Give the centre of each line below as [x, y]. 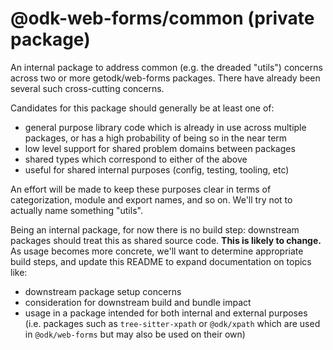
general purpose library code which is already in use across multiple [165, 127]
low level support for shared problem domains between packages [160, 148]
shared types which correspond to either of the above [136, 159]
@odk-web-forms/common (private [162, 18]
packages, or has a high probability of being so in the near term [156, 138]
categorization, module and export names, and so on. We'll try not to [151, 199]
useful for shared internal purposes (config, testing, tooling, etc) [157, 169]
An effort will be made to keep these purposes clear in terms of [141, 189]
